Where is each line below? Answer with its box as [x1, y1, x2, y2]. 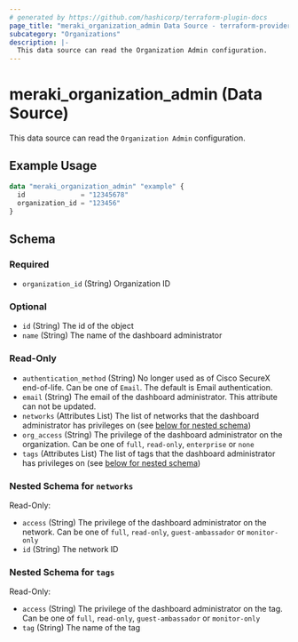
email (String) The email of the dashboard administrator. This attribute [21, 391, 278, 402]
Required [9, 258, 50, 270]
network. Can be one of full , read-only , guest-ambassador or [21, 526, 246, 537]
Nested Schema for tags [9, 566, 115, 578]
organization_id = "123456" [17, 198, 122, 207]
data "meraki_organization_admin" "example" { [9, 181, 184, 191]
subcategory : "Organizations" [9, 29, 122, 38]
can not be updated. [21, 401, 97, 412]
